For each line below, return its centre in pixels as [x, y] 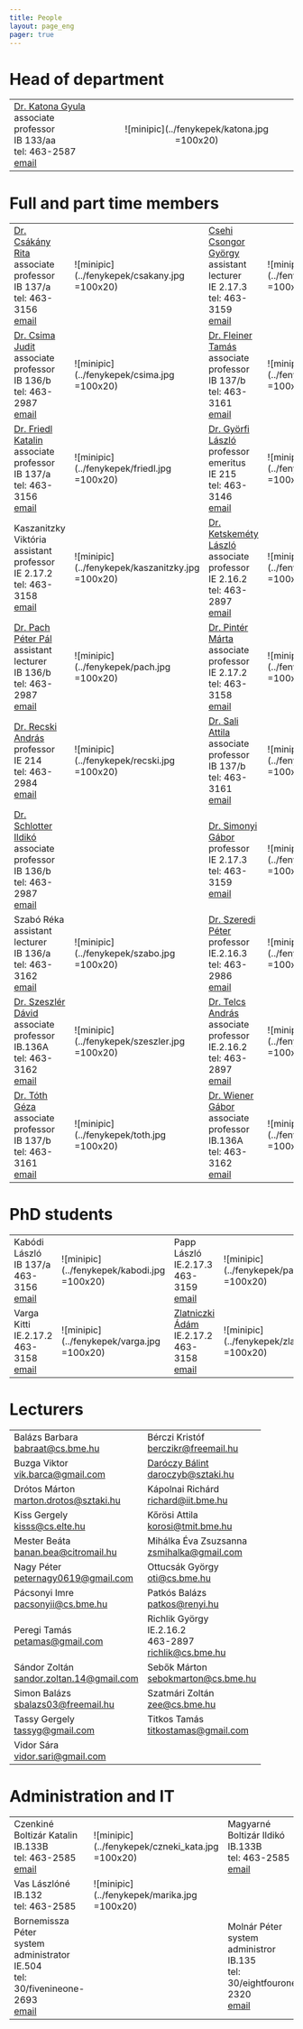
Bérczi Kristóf [176, 1437]
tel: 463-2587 [45, 152]
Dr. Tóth [31, 1095]
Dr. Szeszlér [40, 1002]
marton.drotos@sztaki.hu [67, 1500]
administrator [42, 1955]
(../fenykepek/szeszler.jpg [129, 1041]
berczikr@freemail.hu [193, 1449]
